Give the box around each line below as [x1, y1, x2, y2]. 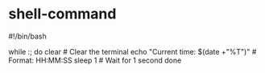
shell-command [8, 5, 117, 23]
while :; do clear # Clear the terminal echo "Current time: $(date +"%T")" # [8, 47, 257, 56]
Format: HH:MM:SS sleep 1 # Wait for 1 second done [8, 55, 182, 65]
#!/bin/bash [8, 31, 47, 41]
